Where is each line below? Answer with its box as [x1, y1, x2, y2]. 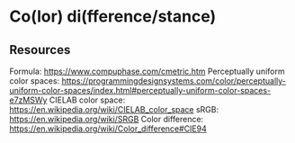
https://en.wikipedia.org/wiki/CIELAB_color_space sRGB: [9, 104, 219, 114]
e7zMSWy [9, 94, 48, 105]
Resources [9, 42, 71, 58]
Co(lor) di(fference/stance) [9, 6, 217, 27]
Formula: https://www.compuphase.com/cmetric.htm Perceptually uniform [9, 66, 285, 76]
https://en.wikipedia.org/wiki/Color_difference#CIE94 [9, 123, 207, 134]
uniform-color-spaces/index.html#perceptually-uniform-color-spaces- [9, 85, 272, 95]
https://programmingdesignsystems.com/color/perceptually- [61, 76, 286, 86]
